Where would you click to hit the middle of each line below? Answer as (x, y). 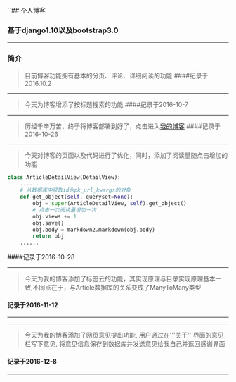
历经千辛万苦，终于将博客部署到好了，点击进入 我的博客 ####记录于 (123, 126)
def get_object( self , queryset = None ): (77, 197)
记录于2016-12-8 (32, 362)
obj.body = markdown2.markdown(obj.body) (94, 230)
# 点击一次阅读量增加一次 (65, 210)
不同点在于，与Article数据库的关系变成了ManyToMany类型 (117, 288)
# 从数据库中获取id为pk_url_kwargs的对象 (76, 190)
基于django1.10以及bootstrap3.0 (63, 30)
